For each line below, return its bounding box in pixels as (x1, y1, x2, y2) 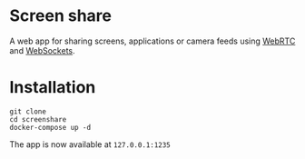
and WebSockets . (9, 45, 75, 55)
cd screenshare (9, 114, 67, 124)
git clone (9, 106, 47, 116)
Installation (9, 77, 96, 98)
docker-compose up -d (9, 123, 92, 132)
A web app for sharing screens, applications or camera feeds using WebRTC (9, 35, 296, 46)
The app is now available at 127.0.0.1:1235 (9, 138, 171, 150)
